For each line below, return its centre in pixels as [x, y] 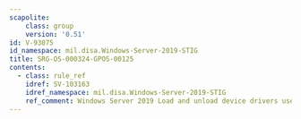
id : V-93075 [31, 42]
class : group [50, 26]
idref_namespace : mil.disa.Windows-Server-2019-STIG [126, 92]
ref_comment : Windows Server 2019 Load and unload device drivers [152, 101]
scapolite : [30, 17]
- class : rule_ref [52, 76]
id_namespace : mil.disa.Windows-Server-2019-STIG [104, 51]
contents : [28, 68]
